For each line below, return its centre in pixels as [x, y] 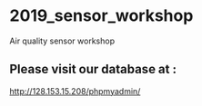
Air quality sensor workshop [62, 41]
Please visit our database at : [93, 69]
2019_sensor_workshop [101, 16]
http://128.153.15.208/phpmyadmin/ [75, 91]
